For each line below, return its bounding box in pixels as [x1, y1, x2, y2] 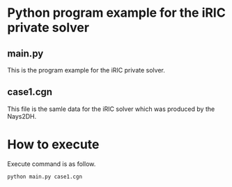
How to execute [7, 137, 100, 152]
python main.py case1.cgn [7, 173, 82, 180]
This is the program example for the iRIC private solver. [7, 66, 165, 74]
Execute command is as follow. [7, 159, 96, 168]
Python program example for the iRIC [7, 5, 226, 21]
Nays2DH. [7, 112, 37, 120]
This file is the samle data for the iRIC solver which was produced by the [7, 105, 215, 113]
